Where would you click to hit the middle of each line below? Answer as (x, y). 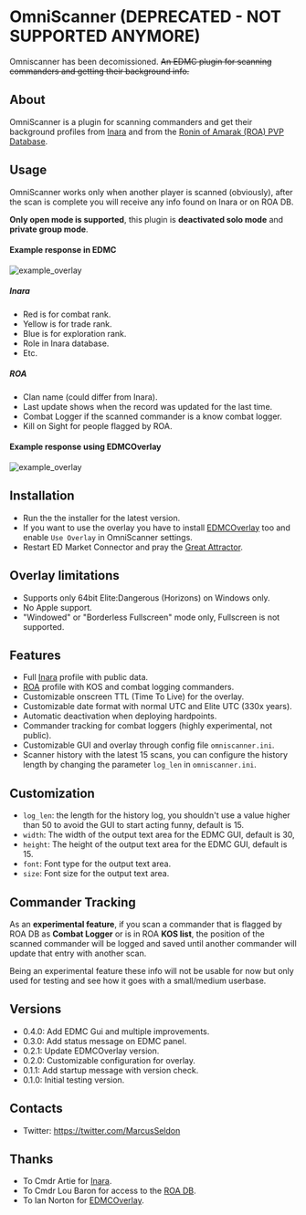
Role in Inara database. (66, 343)
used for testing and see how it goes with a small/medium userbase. (138, 980)
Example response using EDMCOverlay (85, 447)
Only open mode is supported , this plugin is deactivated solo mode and (147, 219)
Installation (42, 496)
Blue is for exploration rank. (74, 333)
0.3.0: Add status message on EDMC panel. (105, 1041)
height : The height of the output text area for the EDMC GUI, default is (155, 844)
